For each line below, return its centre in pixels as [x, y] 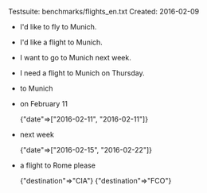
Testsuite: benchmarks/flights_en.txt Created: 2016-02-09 [104, 12]
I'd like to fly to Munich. [58, 27]
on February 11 [43, 104]
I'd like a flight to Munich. [61, 42]
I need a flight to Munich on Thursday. [82, 73]
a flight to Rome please [57, 165]
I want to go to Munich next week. [75, 58]
